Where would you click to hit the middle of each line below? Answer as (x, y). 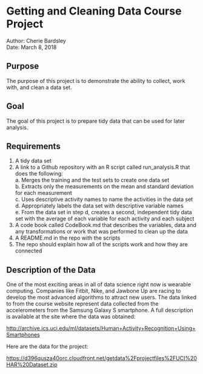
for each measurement (44, 193)
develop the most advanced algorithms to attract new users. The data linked (101, 297)
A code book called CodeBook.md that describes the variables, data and (106, 225)
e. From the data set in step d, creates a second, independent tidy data (103, 212)
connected (28, 251)
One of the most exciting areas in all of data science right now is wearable (99, 284)
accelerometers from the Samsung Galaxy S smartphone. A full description (100, 310)
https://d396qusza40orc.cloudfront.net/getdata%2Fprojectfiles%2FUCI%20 (102, 358)
